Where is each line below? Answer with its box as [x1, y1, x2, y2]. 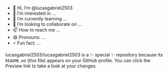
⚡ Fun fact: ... [12, 40, 41, 46]
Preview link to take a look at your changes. [5, 63, 97, 69]
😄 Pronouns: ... [12, 34, 46, 40]
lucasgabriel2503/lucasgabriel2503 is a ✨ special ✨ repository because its [5, 52, 163, 58]
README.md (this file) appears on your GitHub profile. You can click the [5, 58, 151, 63]
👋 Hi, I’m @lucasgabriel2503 [12, 5, 73, 11]
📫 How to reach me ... [12, 27, 60, 33]
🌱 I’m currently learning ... [12, 16, 67, 21]
